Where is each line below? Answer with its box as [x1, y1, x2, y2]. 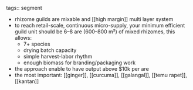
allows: [14, 34, 32, 41]
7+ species [23, 40, 50, 47]
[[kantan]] [14, 78, 39, 85]
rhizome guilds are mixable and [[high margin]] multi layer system [14, 16, 174, 22]
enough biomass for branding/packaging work [23, 59, 136, 66]
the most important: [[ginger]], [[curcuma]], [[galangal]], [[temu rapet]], [14, 72, 188, 78]
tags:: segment [6, 5, 42, 11]
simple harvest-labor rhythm [23, 53, 93, 60]
